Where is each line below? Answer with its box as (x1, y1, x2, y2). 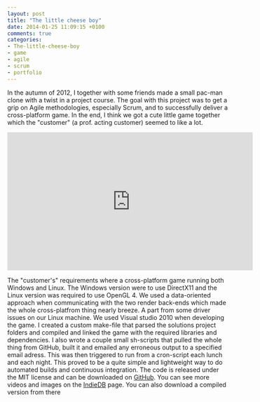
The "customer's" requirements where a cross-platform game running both (7, 276, 224, 284)
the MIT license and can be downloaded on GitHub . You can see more (7, 373, 210, 381)
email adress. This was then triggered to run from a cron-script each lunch (7, 350, 223, 359)
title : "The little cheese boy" (7, 17, 102, 24)
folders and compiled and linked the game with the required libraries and (7, 328, 217, 337)
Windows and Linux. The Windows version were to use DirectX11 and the (7, 283, 217, 292)
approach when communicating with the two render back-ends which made (7, 298, 226, 307)
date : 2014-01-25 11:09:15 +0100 (7, 23, 105, 30)
